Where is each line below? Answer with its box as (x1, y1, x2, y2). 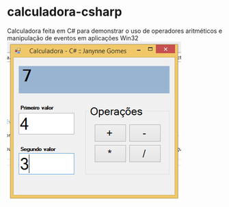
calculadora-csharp (7, 4, 122, 20)
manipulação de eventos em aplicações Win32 (7, 33, 139, 42)
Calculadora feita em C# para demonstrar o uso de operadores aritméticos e (7, 27, 223, 35)
